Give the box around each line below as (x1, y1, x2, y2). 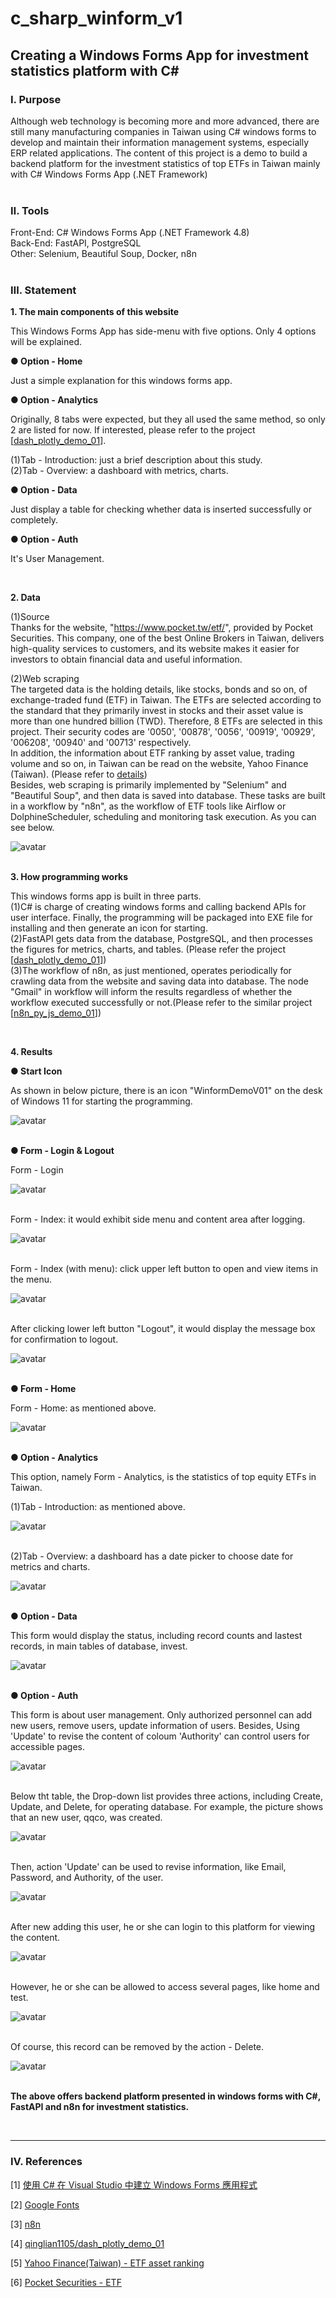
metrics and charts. (10, 1561, 91, 1573)
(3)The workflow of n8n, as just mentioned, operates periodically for (10, 965, 292, 977)
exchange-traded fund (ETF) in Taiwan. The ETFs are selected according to (10, 694, 322, 706)
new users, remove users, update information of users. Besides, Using (10, 1720, 300, 1732)
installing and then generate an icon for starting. (10, 922, 208, 934)
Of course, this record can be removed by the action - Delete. (10, 2041, 265, 2053)
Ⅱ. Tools (10, 203, 50, 217)
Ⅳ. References (10, 2155, 83, 2169)
